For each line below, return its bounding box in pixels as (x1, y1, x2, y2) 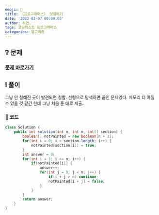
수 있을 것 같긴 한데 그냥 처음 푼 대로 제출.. (5, 100, 85, 106)
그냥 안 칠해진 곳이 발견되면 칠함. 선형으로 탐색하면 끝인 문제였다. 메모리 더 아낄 (5, 95, 155, 100)
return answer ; (22, 197, 53, 202)
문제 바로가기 (5, 64, 34, 71)
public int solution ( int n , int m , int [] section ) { (14, 129, 123, 134)
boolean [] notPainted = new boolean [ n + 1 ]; (22, 134, 114, 139)
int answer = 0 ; (22, 152, 55, 157)
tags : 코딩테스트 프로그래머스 (5, 25, 57, 30)
